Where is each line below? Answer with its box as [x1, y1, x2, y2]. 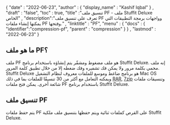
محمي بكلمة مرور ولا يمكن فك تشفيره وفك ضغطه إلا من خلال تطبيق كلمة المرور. [6, 65, 160, 71]
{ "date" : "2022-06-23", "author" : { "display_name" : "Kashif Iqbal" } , [6, 5, 154, 10]
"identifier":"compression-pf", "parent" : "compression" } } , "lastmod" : [6, 26, 156, 32]
